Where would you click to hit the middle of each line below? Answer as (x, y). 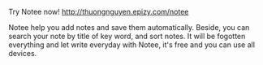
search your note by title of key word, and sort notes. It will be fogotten (127, 36)
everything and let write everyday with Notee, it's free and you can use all (132, 45)
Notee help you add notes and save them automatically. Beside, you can (129, 27)
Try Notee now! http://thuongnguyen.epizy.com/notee (99, 12)
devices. (23, 53)
